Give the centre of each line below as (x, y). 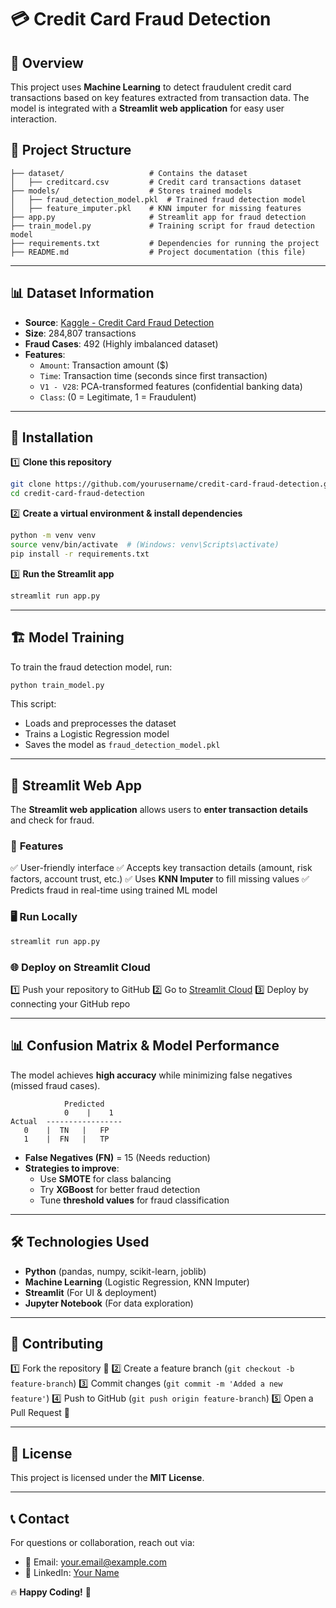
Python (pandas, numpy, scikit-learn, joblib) (115, 1271)
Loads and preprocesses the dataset (100, 723)
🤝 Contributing (57, 1343)
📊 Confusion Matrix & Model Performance (145, 1046)
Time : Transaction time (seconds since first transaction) (153, 375)
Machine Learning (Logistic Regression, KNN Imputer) (137, 1282)
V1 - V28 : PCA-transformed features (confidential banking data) (171, 386)
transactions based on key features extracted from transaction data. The (160, 97)
